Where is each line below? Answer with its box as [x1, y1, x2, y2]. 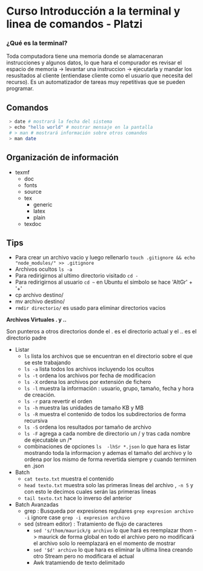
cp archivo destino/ [15, 292, 64, 299]
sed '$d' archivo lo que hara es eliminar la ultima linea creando [33, 546, 193, 553]
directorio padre [6, 334, 47, 341]
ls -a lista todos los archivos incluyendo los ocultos [24, 366, 155, 373]
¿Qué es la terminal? [6, 39, 68, 47]
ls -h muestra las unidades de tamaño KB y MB [24, 404, 144, 411]
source [24, 188, 42, 195]
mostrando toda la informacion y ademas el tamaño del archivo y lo [24, 450, 193, 457]
